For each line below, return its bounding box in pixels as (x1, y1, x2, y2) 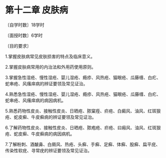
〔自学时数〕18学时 (5, 22, 45, 28)
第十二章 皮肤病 (5, 4, 68, 16)
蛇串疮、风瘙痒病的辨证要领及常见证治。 (5, 80, 88, 87)
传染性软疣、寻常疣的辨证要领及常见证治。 (5, 147, 92, 154)
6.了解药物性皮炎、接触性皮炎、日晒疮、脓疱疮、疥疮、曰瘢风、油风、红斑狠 (5, 124, 161, 130)
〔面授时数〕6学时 (5, 32, 43, 38)
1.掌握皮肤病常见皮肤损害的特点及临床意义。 (5, 53, 95, 59)
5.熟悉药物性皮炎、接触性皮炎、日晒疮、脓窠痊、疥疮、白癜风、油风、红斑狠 (5, 107, 161, 114)
